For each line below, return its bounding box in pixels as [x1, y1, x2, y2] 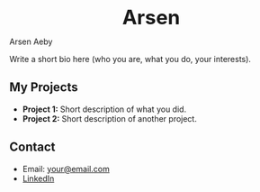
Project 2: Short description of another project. [22, 113, 198, 123]
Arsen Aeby [9, 36, 53, 47]
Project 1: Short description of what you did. [22, 104, 187, 114]
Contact [9, 140, 56, 155]
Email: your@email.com [22, 163, 110, 174]
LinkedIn [22, 173, 55, 184]
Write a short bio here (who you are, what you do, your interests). [9, 54, 252, 64]
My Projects [9, 79, 78, 96]
